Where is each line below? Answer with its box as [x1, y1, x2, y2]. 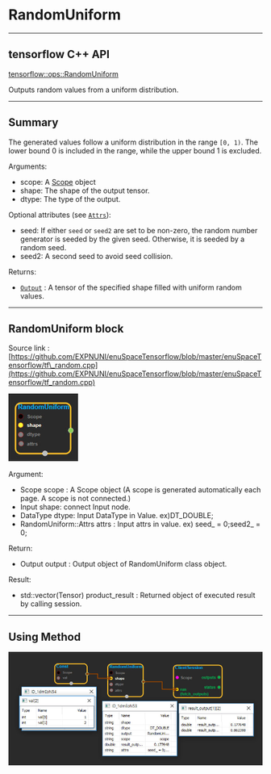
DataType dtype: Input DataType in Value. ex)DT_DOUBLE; [19, 511, 214, 521]
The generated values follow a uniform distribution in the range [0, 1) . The [8, 137, 258, 147]
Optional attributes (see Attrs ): [8, 210, 111, 220]
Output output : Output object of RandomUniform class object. [19, 559, 227, 569]
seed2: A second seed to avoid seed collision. [19, 251, 173, 261]
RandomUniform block [8, 321, 124, 336]
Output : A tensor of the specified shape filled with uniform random [19, 282, 242, 292]
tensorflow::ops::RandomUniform [8, 69, 119, 78]
